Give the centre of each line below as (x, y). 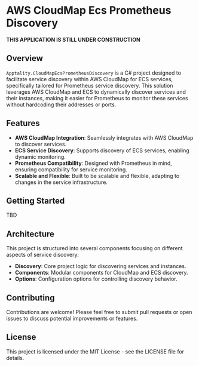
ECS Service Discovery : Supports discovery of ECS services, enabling (102, 150)
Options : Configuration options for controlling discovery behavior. (96, 279)
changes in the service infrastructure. (61, 182)
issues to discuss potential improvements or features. (72, 318)
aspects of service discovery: (43, 255)
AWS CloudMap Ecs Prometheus (89, 10)
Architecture (30, 234)
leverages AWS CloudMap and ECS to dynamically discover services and (96, 92)
